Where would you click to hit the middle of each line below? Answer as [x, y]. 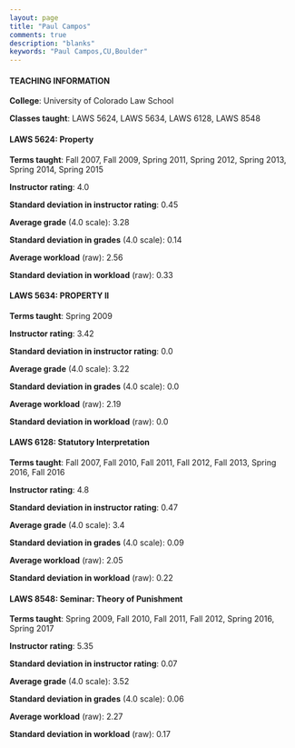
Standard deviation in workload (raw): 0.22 [92, 577]
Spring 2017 [32, 629]
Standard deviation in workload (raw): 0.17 [90, 734]
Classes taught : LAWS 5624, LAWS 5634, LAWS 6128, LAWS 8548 [135, 118]
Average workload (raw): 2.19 [65, 404]
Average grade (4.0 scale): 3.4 [67, 524]
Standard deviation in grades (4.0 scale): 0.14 [96, 239]
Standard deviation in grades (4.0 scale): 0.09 [97, 543]
